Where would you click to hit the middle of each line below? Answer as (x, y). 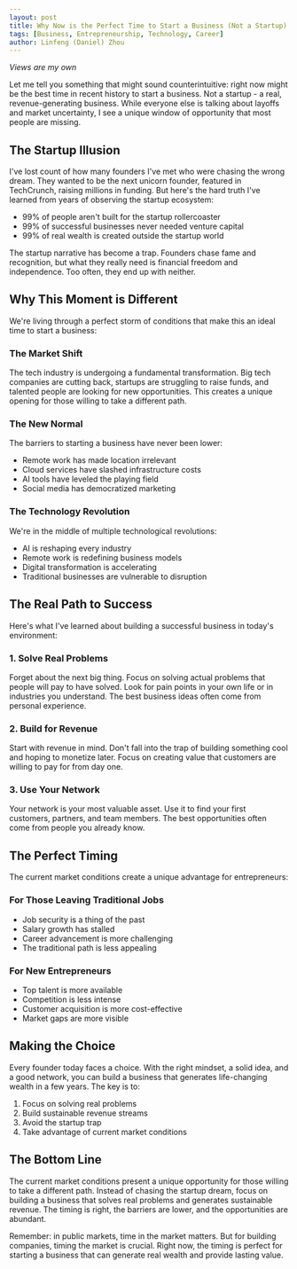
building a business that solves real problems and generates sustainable (141, 1200)
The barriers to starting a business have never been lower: (116, 443)
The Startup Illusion (65, 150)
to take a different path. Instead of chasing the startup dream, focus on (139, 1190)
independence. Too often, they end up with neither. (103, 272)
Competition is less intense (71, 999)
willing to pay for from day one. (66, 767)
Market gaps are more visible (75, 1018)
